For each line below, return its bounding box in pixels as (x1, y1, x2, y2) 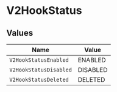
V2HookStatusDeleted (9, 76, 69, 83)
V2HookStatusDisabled (9, 67, 72, 73)
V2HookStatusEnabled (9, 57, 69, 64)
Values (6, 28, 34, 38)
